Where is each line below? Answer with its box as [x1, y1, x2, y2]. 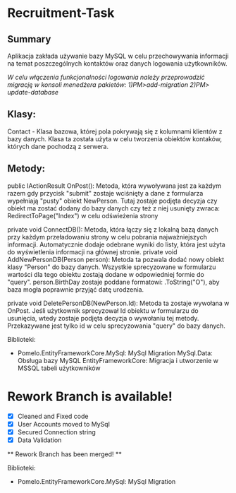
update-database [7, 88, 58, 96]
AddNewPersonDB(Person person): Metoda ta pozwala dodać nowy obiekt [7, 255, 225, 263]
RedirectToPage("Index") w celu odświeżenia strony [7, 211, 159, 220]
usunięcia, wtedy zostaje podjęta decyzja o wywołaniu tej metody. [7, 314, 199, 322]
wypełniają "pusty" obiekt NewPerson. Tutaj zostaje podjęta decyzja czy [7, 196, 218, 205]
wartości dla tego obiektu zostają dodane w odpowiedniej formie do [7, 270, 204, 278]
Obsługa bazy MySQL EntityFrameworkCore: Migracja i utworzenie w [17, 356, 219, 364]
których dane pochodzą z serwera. [7, 142, 109, 150]
